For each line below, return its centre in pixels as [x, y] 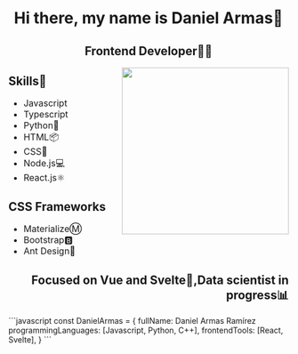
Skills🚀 [28, 80]
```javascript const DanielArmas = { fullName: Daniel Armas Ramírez [132, 321]
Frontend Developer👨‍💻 [149, 51]
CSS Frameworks [57, 207]
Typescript [46, 115]
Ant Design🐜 [50, 251]
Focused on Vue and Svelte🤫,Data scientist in [160, 280]
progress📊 [257, 295]
